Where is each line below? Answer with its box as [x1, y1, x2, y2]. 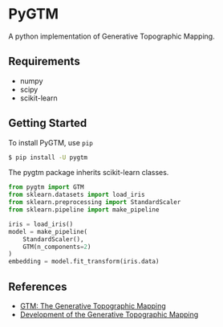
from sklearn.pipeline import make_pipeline [8, 206, 160, 214]
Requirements [8, 55, 80, 68]
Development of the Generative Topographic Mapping [19, 310, 199, 319]
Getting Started [8, 116, 87, 130]
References [8, 280, 67, 293]
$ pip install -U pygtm [8, 153, 88, 161]
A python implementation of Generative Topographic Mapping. [8, 31, 215, 41]
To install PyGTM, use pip [8, 137, 94, 147]
